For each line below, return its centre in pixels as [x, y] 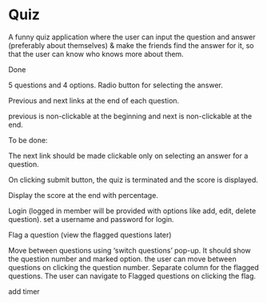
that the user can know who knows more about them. [96, 54]
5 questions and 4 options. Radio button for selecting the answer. [116, 85]
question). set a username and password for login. [91, 219]
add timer [24, 291]
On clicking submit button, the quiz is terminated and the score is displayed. [133, 180]
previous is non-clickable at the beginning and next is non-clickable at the [130, 116]
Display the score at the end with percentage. [83, 195]
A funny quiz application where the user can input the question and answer [132, 37]
